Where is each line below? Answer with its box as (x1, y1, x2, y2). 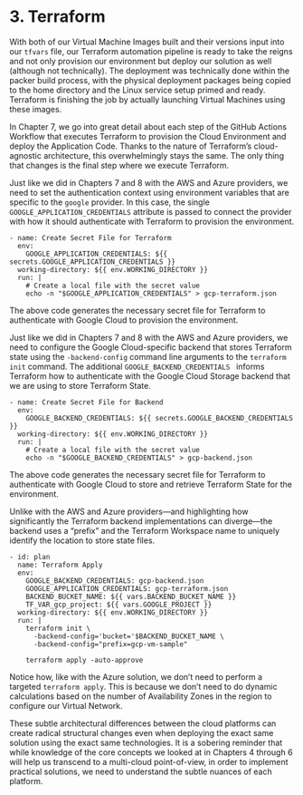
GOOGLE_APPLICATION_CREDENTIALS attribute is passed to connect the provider (9, 206, 292, 217)
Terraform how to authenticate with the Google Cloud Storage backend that (9, 370, 291, 382)
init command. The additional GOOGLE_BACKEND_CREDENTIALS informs (9, 361, 265, 372)
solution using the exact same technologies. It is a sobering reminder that (9, 737, 283, 748)
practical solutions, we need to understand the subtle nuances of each (9, 766, 273, 777)
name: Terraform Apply (17, 560, 103, 569)
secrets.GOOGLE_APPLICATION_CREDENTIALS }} (9, 257, 176, 267)
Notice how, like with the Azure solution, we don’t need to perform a (9, 671, 263, 682)
